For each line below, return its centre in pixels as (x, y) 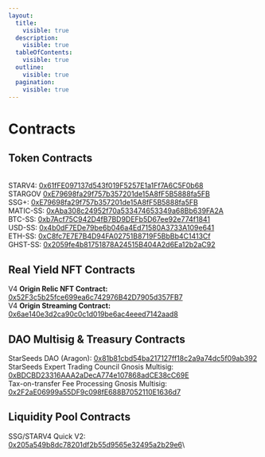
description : (37, 38)
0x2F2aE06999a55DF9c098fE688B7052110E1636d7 (95, 392)
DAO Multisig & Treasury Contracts (97, 339)
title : (26, 23)
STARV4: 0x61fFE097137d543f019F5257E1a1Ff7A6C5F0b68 (106, 186)
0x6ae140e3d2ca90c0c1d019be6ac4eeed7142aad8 (94, 314)
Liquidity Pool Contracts (70, 417)
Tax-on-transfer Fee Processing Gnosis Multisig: (88, 383)
